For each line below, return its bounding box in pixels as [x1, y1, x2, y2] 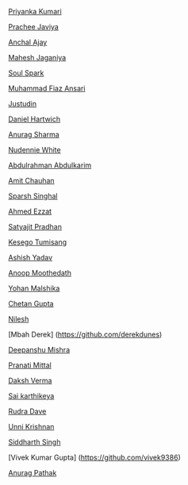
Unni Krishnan [8, 422, 55, 431]
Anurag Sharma [8, 130, 59, 139]
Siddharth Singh [8, 437, 61, 447]
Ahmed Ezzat [8, 206, 52, 216]
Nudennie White [8, 145, 61, 154]
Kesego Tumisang [8, 237, 67, 247]
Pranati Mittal [8, 360, 52, 370]
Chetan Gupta [8, 299, 54, 308]
